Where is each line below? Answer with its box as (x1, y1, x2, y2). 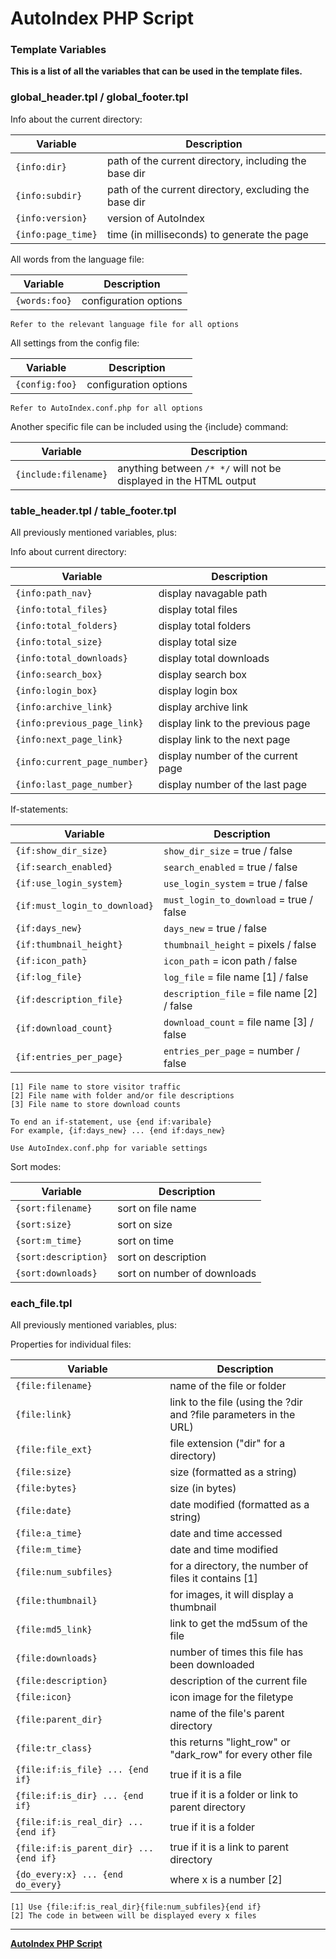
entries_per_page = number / (163, 1044, 301, 1058)
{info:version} (15, 212, 88, 224)
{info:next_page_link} (15, 734, 123, 746)
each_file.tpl (10, 1297, 73, 1310)
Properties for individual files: (10, 1338, 132, 1351)
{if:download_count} (15, 1023, 113, 1034)
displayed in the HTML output (117, 473, 257, 487)
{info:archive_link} (15, 702, 113, 713)
